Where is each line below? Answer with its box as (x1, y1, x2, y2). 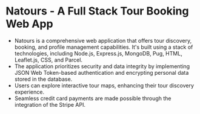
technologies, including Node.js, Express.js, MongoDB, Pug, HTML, (14, 49, 182, 57)
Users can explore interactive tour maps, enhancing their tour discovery (14, 81, 195, 89)
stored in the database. (14, 75, 73, 83)
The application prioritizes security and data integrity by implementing (14, 62, 190, 70)
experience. (14, 88, 45, 95)
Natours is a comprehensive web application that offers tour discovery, (14, 37, 192, 44)
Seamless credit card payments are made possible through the (14, 95, 172, 102)
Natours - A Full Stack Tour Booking (5, 4, 189, 18)
